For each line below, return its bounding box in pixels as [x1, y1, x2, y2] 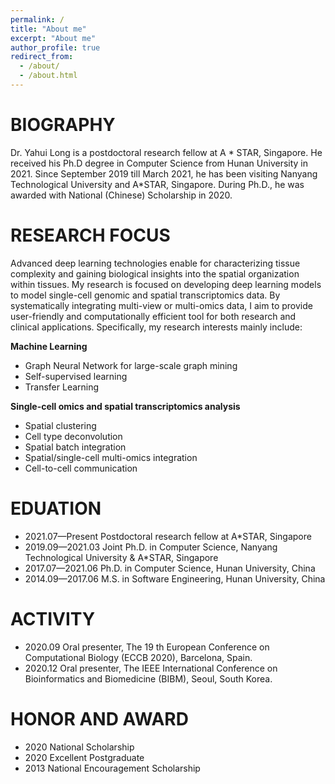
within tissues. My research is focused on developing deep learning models [10, 278, 322, 290]
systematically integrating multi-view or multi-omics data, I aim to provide [10, 299, 313, 311]
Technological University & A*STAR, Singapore [24, 551, 219, 563]
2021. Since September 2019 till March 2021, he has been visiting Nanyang [10, 167, 318, 180]
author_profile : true [10, 42, 101, 53]
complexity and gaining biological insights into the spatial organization [10, 267, 300, 280]
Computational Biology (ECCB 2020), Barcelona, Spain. [24, 651, 253, 663]
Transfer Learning [24, 381, 100, 393]
